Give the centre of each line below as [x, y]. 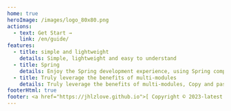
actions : [20, 26]
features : [21, 46]
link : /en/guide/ [44, 39]
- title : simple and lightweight [61, 52]
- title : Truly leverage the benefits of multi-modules [95, 78]
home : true [23, 13]
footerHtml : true [32, 90]
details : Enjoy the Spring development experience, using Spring [115, 71]
